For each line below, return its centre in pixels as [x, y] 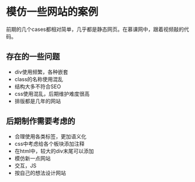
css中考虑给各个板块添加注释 [49, 143]
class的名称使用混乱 [39, 79]
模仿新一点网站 [32, 158]
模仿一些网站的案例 [52, 12]
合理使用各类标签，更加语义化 [50, 136]
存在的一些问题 [33, 57]
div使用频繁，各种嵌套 [41, 72]
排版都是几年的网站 [38, 101]
